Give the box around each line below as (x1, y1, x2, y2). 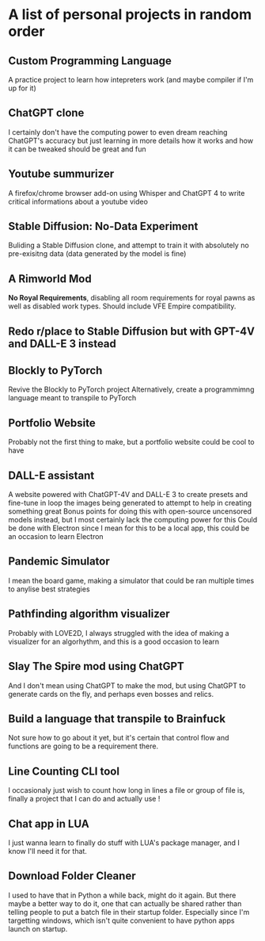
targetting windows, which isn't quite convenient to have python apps (8, 916, 235, 925)
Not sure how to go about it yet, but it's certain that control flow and (8, 733, 229, 743)
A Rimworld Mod (8, 272, 93, 285)
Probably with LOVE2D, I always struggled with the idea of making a (8, 628, 229, 637)
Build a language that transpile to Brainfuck (8, 712, 226, 725)
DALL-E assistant (8, 469, 95, 482)
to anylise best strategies (8, 584, 90, 594)
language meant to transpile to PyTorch (8, 393, 137, 403)
